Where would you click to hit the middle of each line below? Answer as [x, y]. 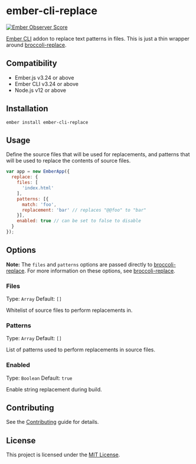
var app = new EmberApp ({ [38, 172]
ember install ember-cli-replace [47, 122]
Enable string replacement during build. [54, 389]
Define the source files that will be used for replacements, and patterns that [98, 154]
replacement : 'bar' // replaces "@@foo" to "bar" [84, 210]
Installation [27, 109]
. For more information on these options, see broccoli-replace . [100, 271]
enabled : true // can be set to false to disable [79, 221]
